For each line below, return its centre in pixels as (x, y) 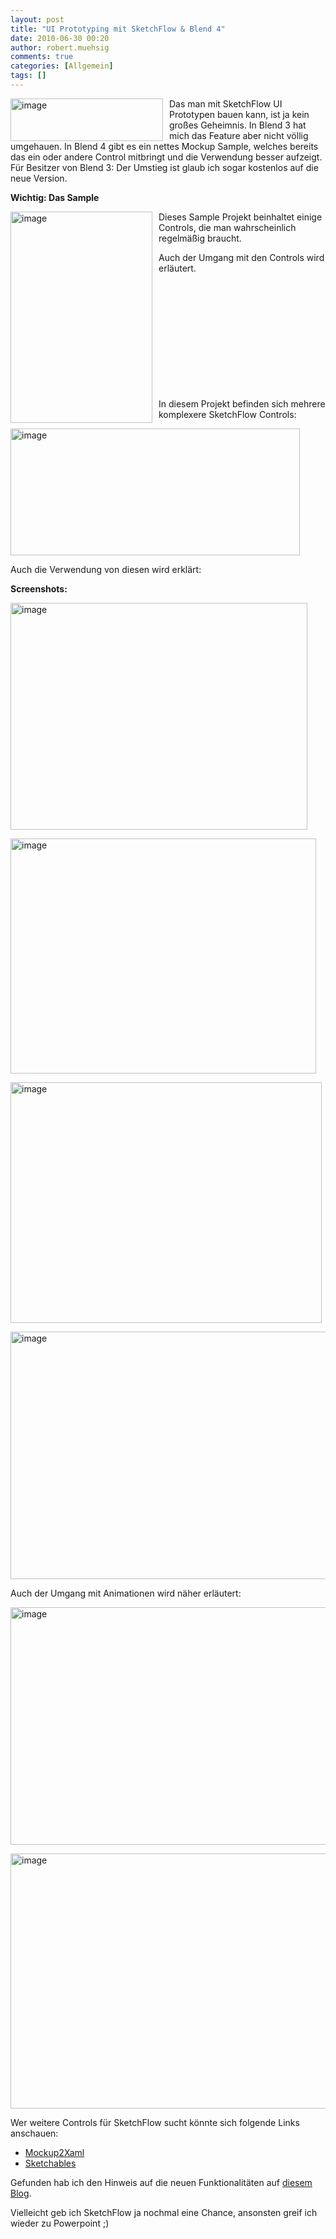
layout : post (37, 19)
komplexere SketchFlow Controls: (227, 414)
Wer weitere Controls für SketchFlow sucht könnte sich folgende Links (155, 2122)
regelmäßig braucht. (200, 238)
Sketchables (50, 2163)
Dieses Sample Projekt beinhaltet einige (240, 217)
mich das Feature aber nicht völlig (239, 135)
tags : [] (28, 76)
